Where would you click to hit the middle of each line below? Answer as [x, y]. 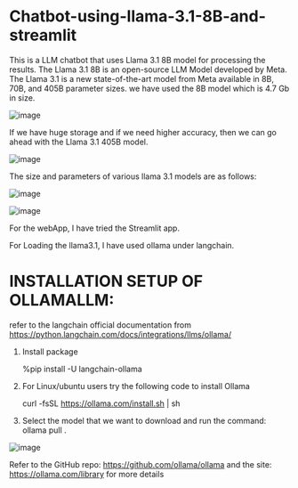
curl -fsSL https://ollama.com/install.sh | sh [101, 403]
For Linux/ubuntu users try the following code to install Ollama [136, 386]
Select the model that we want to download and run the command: [144, 420]
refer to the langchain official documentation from [101, 325]
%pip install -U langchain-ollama [82, 369]
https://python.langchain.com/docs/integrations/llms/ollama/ [121, 334]
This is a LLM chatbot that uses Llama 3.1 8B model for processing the [137, 60]
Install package [50, 351]
